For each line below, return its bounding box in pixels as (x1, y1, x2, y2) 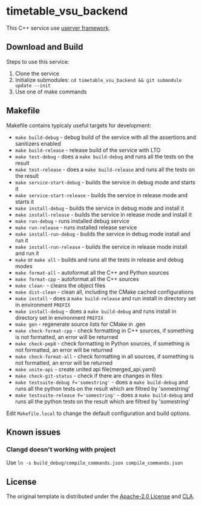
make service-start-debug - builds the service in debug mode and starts (15, 178, 195, 186)
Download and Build (6, 42, 83, 52)
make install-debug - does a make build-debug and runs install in (15, 308, 177, 315)
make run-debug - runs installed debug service (15, 217, 130, 224)
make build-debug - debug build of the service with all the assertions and (15, 133, 197, 141)
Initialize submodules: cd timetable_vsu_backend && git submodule (15, 76, 182, 83)
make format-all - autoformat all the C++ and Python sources (15, 269, 169, 276)
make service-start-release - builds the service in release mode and (15, 191, 188, 198)
